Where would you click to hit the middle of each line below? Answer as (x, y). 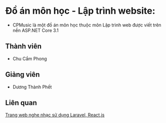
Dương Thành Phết (32, 87)
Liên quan (21, 102)
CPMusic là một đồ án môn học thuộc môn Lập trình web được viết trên (87, 25)
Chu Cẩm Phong (30, 58)
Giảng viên (23, 74)
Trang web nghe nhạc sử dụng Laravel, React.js (55, 115)
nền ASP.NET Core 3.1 (36, 30)
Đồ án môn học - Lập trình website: (80, 11)
